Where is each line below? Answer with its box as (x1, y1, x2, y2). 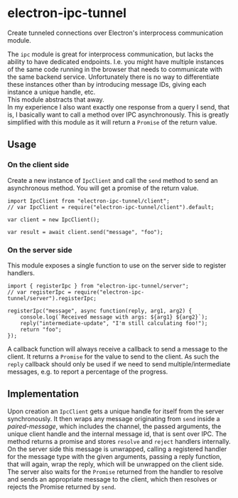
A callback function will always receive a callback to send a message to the (7, 344, 228, 353)
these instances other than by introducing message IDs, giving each (7, 80, 207, 88)
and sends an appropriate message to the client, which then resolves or (7, 475, 217, 483)
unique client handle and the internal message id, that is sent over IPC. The (7, 429, 227, 438)
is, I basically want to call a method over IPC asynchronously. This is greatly (7, 110, 229, 119)
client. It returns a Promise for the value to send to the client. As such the (7, 352, 220, 361)
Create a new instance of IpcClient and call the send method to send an (7, 176, 218, 184)
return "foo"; (20, 326, 62, 333)
